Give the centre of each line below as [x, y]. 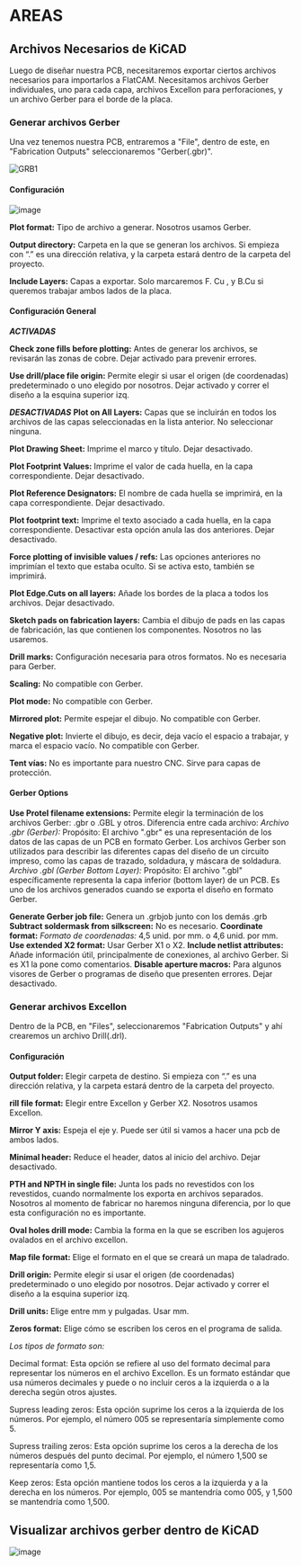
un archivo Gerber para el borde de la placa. [91, 99]
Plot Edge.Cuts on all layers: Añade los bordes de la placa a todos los [139, 593]
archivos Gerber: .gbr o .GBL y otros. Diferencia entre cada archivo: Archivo [149, 822]
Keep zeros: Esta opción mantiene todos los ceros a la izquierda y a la [139, 1483]
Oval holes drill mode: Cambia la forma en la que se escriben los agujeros [147, 1230]
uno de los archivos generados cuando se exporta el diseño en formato [142, 889]
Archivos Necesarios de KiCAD [98, 49]
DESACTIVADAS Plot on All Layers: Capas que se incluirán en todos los [143, 412]
